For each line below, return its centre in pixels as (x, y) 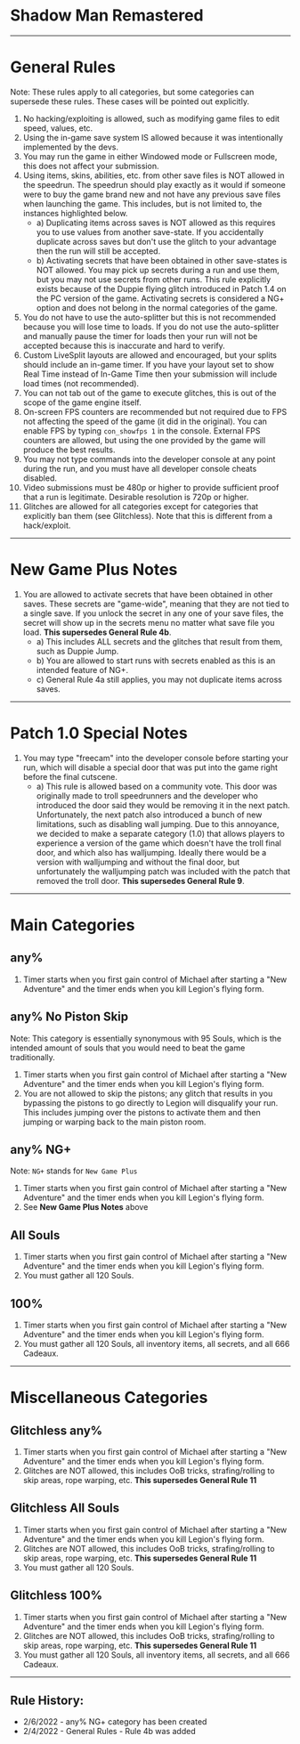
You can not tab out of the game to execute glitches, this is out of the (150, 393)
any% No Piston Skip (69, 1017)
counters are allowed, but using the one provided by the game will (144, 440)
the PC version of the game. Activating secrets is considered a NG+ (160, 298)
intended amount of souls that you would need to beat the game (128, 1048)
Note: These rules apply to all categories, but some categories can (132, 92)
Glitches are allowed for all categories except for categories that (141, 506)
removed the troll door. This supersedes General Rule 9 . (140, 880)
